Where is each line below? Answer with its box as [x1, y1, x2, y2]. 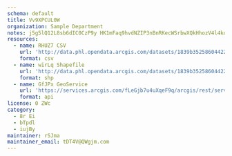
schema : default [7, 10, 54, 17]
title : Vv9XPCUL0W [7, 17, 60, 23]
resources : [7, 36, 39, 43]
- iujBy [13, 126, 36, 133]
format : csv [19, 55, 54, 62]
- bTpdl [13, 119, 36, 126]
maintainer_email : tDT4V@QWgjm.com [7, 139, 110, 146]
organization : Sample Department [7, 23, 104, 30]
